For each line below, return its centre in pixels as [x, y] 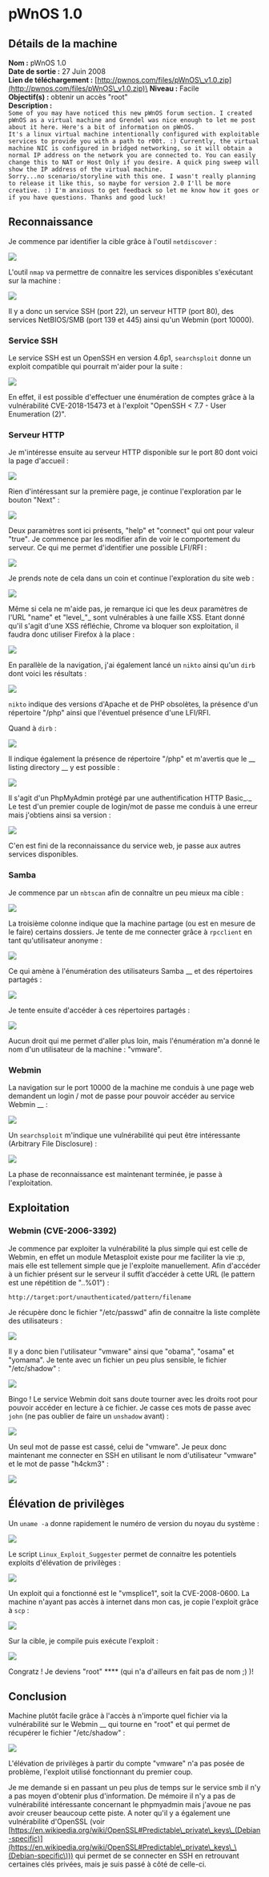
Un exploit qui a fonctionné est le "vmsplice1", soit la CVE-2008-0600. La [129, 1593]
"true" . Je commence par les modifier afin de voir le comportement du [124, 539]
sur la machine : [35, 280]
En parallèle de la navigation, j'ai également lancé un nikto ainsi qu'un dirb [132, 665]
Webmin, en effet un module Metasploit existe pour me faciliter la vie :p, [127, 1256]
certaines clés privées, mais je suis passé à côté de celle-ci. [107, 1864]
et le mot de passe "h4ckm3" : [59, 1464]
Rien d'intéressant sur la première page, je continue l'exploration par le [125, 491]
